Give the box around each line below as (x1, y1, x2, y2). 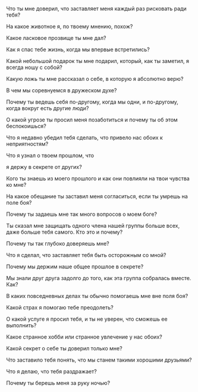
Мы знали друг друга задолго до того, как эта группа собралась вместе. (6, 275, 191, 281)
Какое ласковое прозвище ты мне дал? (6, 35, 106, 41)
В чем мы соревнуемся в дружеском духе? (6, 87, 117, 94)
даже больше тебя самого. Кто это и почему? (6, 228, 123, 236)
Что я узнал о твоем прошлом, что (6, 152, 94, 159)
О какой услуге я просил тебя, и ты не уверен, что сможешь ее (6, 315, 168, 322)
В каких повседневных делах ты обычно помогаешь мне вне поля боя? (6, 293, 188, 299)
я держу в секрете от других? (6, 164, 82, 170)
